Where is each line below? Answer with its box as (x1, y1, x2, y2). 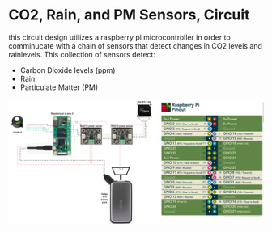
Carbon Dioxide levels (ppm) (19, 65, 116, 74)
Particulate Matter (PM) (19, 82, 99, 92)
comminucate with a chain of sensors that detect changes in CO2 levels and (8, 40, 263, 50)
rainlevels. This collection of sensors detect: (8, 49, 156, 59)
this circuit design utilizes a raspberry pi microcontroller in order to (8, 32, 231, 42)
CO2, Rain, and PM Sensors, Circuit (8, 6, 250, 24)
